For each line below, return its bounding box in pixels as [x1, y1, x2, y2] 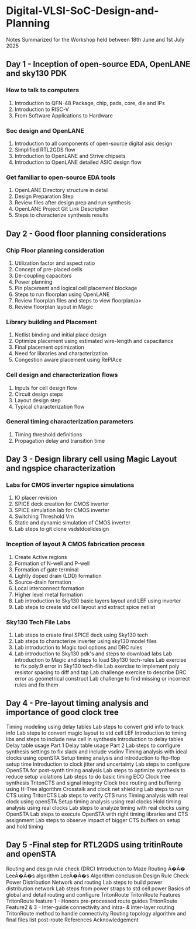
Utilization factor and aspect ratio [14, 260, 95, 267]
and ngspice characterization [6, 463, 116, 473]
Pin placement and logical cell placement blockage [14, 284, 137, 291]
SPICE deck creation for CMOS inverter [14, 500, 109, 507]
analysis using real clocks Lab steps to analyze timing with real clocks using [6, 804, 189, 811]
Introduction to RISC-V [14, 106, 69, 113]
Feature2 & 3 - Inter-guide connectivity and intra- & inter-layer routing [6, 903, 174, 911]
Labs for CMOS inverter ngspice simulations [6, 481, 135, 489]
